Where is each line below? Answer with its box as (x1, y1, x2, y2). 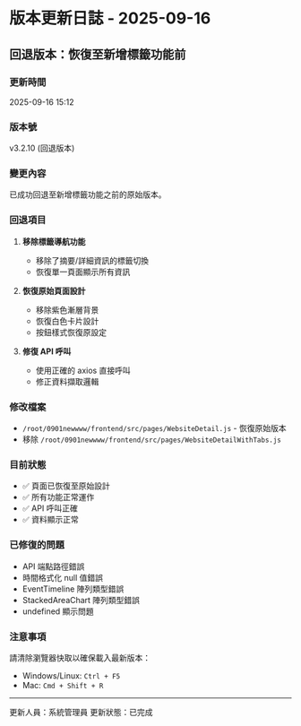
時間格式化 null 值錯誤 (21, 572, 104, 583)
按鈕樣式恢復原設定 (35, 326, 107, 337)
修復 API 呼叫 (21, 346, 72, 357)
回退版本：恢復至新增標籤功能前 (9, 47, 186, 62)
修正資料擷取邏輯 (35, 376, 99, 386)
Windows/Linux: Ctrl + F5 (21, 670, 121, 681)
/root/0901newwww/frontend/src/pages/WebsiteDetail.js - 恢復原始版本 (21, 423, 287, 434)
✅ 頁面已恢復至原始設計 (21, 480, 110, 491)
